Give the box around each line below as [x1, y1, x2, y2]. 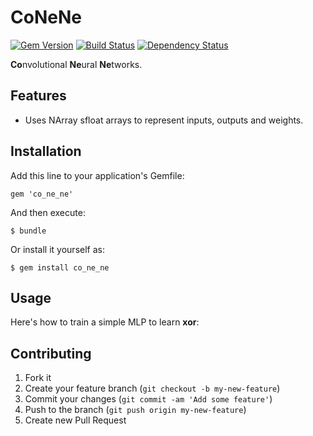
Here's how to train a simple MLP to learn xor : [10, 316, 200, 328]
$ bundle [10, 226, 47, 236]
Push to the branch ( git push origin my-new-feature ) [24, 404, 247, 416]
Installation [10, 143, 82, 160]
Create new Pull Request [24, 414, 127, 426]
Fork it [24, 372, 52, 384]
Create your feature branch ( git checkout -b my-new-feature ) [24, 382, 281, 395]
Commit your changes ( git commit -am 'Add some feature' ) [24, 393, 273, 405]
